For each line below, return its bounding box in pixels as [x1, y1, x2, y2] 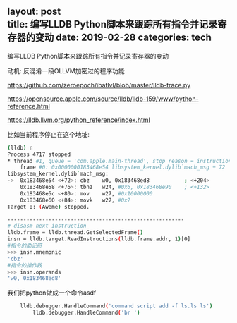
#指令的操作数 [7, 262, 42, 269]
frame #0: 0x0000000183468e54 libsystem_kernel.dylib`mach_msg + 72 [20, 164, 226, 171]
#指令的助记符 [7, 243, 42, 250]
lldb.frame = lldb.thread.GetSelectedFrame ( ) [7, 229, 143, 236]
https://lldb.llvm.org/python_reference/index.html [7, 116, 150, 124]
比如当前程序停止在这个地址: [7, 130, 90, 138]
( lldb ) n [7, 144, 33, 151]
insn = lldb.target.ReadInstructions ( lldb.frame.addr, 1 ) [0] [7, 236, 191, 243]
